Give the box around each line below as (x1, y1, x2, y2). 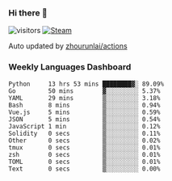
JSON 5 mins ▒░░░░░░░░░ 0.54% (8, 115, 161, 124)
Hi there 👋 (8, 7, 48, 19)
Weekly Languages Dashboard (8, 61, 132, 73)
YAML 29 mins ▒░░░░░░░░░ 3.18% (8, 94, 161, 102)
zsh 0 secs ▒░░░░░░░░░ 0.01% (8, 150, 161, 158)
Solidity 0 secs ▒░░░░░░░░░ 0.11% (8, 129, 161, 137)
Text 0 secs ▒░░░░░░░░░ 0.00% (8, 165, 161, 173)
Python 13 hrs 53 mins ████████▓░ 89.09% (8, 80, 164, 88)
